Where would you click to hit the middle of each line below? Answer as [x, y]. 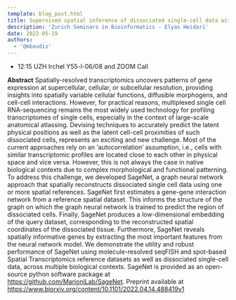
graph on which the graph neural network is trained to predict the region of [116, 207]
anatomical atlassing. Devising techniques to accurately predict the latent [113, 125]
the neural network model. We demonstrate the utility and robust [101, 244]
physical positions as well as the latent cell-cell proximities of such [104, 132]
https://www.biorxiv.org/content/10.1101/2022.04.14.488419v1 [96, 289]
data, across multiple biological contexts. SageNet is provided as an [105, 267]
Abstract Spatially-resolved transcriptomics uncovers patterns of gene [110, 80]
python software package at [70, 274]
